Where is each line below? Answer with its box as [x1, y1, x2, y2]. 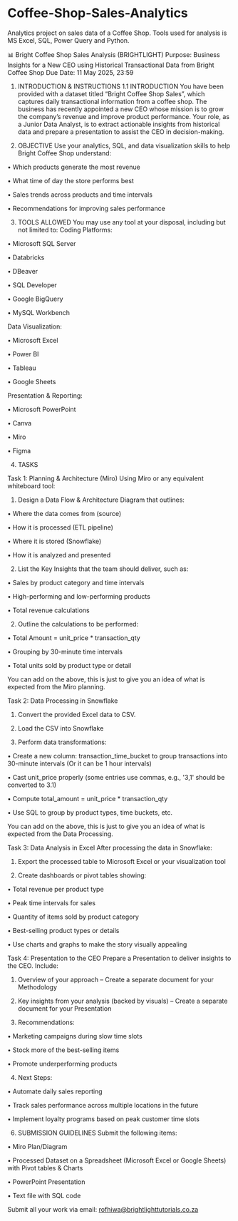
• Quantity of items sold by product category [7, 912, 139, 921]
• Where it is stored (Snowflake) [7, 537, 102, 545]
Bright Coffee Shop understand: [17, 148, 112, 158]
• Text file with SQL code [7, 1191, 81, 1200]
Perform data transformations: [17, 738, 107, 746]
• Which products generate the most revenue [7, 163, 140, 171]
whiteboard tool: [7, 481, 56, 490]
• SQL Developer [7, 280, 57, 289]
